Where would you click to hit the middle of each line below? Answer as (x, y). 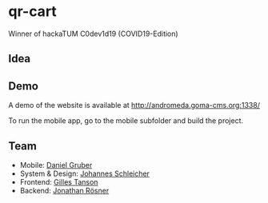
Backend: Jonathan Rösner (64, 190)
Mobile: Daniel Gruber (56, 165)
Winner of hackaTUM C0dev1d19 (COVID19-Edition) (93, 34)
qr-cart (33, 12)
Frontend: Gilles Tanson (59, 181)
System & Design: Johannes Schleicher (85, 173)
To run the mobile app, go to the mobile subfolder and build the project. (126, 121)
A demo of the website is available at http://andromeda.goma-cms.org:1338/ (134, 105)
